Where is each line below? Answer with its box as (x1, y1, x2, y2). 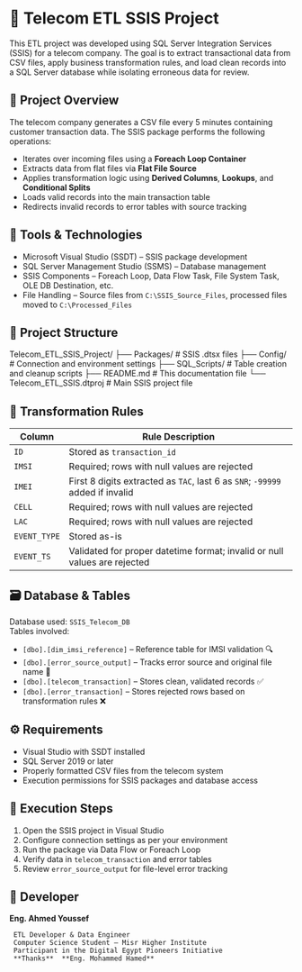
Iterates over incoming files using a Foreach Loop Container (22, 153, 247, 164)
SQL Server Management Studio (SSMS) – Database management (22, 260, 267, 271)
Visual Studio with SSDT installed (22, 746, 146, 757)
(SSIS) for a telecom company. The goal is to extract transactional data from (9, 47, 291, 58)
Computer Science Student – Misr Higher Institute (13, 939, 207, 948)
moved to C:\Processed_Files (22, 299, 133, 310)
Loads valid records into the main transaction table (22, 191, 211, 202)
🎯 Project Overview (9, 93, 120, 108)
